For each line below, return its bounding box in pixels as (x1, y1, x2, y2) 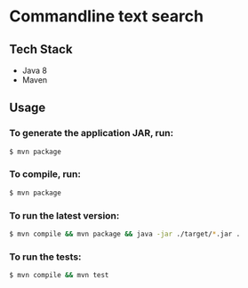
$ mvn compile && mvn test (9, 271, 109, 280)
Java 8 (21, 65, 47, 76)
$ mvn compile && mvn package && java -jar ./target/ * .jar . (9, 229, 241, 239)
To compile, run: (9, 168, 82, 180)
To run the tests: (9, 251, 82, 263)
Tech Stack (9, 42, 73, 57)
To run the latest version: (9, 209, 120, 221)
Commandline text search (9, 6, 204, 27)
